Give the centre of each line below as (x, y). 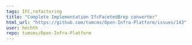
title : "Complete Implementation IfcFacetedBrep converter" (82, 17)
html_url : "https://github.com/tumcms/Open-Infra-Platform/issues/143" (96, 22)
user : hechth (22, 28)
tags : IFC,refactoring (34, 11)
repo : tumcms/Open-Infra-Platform (49, 33)
